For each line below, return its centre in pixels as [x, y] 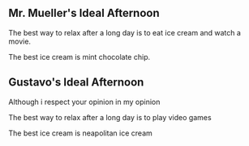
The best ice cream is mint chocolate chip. [79, 56]
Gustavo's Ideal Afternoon [76, 83]
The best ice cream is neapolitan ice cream [80, 133]
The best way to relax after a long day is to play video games [110, 117]
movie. [19, 41]
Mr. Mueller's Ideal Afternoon [84, 13]
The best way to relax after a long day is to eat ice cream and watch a [125, 32]
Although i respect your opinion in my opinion [84, 102]
